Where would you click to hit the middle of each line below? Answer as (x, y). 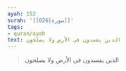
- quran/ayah (26, 33)
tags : (15, 27)
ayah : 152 (22, 14)
